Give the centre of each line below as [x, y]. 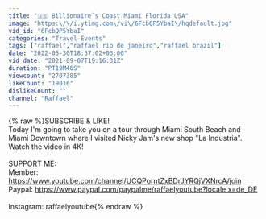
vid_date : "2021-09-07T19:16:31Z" [66, 61]
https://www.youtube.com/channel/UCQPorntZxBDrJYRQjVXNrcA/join [125, 181]
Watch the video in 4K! [46, 147]
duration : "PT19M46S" [45, 68]
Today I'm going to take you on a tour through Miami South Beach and [125, 130]
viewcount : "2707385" [45, 76]
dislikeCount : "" [37, 91]
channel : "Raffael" [41, 98]
